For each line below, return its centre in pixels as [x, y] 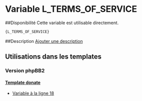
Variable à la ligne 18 [33, 93]
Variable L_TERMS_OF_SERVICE [71, 9]
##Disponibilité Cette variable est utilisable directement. [62, 23]
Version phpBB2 [25, 71]
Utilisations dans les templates [53, 57]
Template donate [23, 82]
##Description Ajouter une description [44, 41]
